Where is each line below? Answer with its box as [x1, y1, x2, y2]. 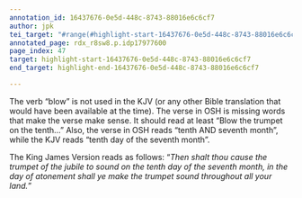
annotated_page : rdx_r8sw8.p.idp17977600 [9, 38, 167, 48]
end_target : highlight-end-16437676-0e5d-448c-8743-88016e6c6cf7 [9, 64, 259, 73]
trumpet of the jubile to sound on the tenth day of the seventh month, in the [9, 161, 289, 172]
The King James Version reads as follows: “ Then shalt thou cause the [9, 151, 268, 162]
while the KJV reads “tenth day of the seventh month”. [9, 134, 210, 145]
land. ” [9, 180, 32, 191]
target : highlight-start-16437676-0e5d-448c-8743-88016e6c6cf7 [9, 55, 252, 64]
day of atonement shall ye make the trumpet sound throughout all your [9, 170, 272, 181]
